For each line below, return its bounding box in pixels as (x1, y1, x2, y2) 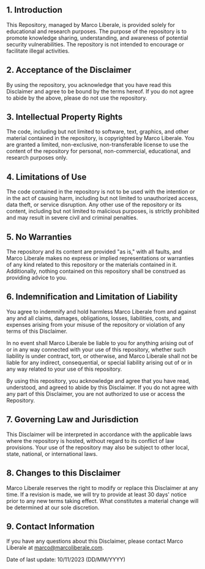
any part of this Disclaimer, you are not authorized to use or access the (6, 390, 185, 397)
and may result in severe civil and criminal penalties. (6, 214, 138, 221)
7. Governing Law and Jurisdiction (6, 414, 139, 425)
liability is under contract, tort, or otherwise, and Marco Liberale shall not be (6, 352, 198, 360)
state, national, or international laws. (6, 450, 98, 458)
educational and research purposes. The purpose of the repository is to (6, 28, 187, 35)
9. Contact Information (6, 521, 95, 532)
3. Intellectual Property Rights (6, 112, 123, 122)
